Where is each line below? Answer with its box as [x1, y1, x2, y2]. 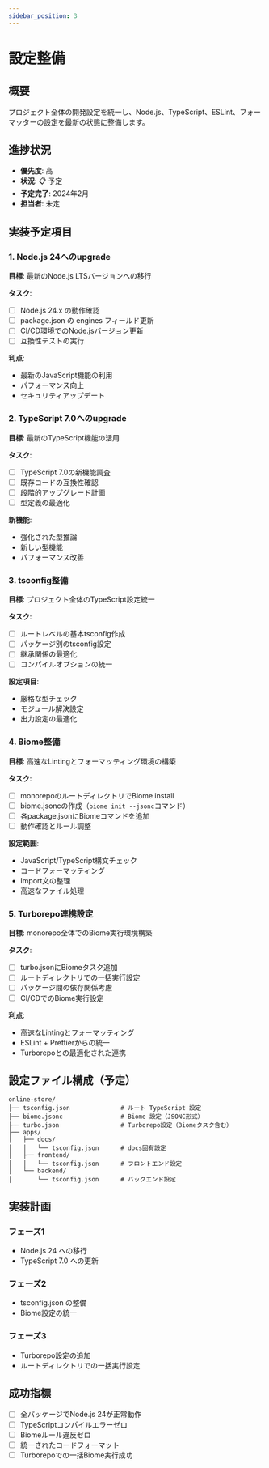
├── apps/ [8, 1129, 42, 1137]
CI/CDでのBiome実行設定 [19, 993, 104, 1002]
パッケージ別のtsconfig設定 [19, 639, 111, 649]
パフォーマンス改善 [19, 552, 85, 562]
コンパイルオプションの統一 [19, 659, 113, 669]
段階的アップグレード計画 [19, 487, 106, 497]
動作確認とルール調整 [19, 821, 91, 831]
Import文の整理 [19, 876, 71, 886]
